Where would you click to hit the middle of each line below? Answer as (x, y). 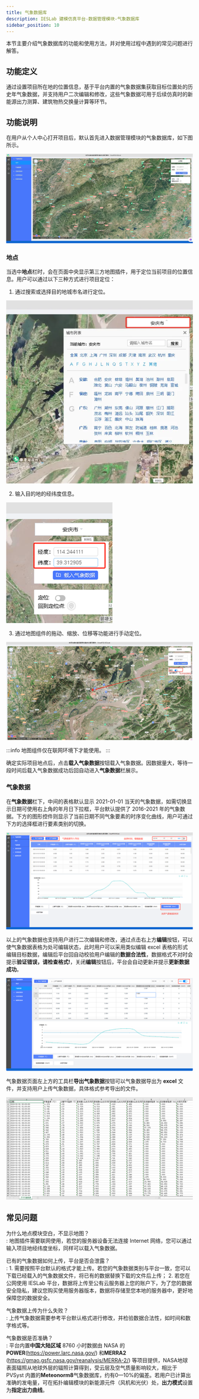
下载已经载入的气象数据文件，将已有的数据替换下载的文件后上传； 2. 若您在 (98, 1275)
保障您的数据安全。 (30, 1297)
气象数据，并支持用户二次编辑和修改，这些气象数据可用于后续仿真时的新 (105, 94)
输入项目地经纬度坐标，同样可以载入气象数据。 (63, 1248)
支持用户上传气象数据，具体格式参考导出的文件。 (81, 1089)
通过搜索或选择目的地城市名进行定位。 (61, 292)
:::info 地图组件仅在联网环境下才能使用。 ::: (58, 750)
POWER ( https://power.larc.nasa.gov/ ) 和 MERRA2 (66, 1353)
